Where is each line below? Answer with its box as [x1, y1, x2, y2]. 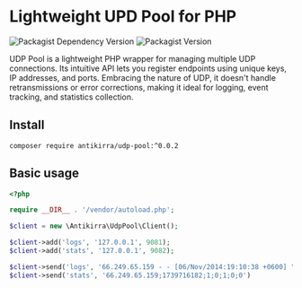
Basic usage [9, 166, 79, 181]
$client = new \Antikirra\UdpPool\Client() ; [9, 222, 179, 231]
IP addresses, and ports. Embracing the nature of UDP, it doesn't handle [9, 72, 277, 83]
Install [9, 118, 45, 133]
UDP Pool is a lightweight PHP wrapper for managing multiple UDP [9, 53, 256, 64]
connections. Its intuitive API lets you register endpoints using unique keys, [9, 63, 288, 74]
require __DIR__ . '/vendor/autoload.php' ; [9, 205, 175, 214]
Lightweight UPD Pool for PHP [9, 6, 236, 27]
